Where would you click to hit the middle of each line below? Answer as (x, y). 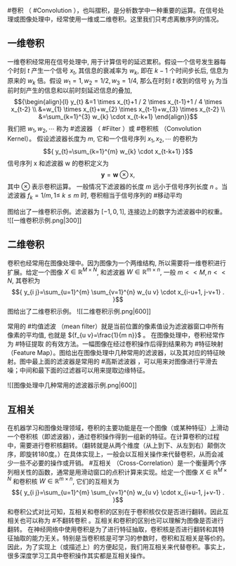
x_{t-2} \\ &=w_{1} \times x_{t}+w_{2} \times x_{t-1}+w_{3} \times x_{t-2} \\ (118, 109)
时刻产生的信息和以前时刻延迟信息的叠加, (73, 91)
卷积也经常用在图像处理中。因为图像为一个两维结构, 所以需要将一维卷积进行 (117, 263)
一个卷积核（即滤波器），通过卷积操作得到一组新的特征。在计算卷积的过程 (113, 437)
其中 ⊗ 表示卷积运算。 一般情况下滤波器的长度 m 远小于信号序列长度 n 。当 (118, 186)
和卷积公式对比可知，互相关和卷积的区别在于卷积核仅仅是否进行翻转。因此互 (118, 512)
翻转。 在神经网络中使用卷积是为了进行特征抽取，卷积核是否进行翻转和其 (113, 529)
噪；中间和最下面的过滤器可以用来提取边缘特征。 (78, 371)
